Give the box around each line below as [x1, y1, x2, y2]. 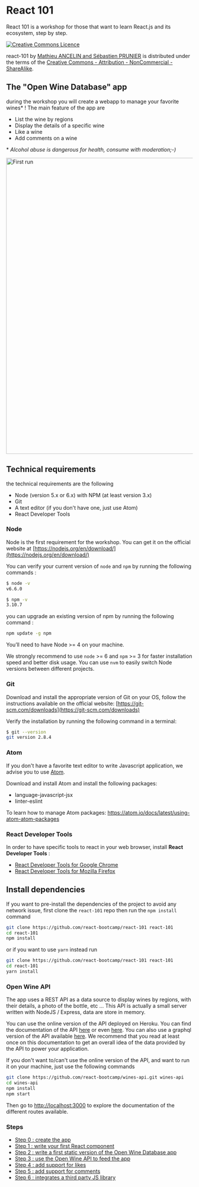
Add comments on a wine [14, 134, 78, 141]
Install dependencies [6, 884, 85, 895]
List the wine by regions [14, 115, 73, 123]
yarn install [6, 969, 38, 974]
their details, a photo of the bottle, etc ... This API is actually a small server [6, 1002, 187, 1009]
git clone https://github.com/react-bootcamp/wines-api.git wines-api [6, 1075, 184, 1080]
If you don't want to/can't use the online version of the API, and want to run [6, 1057, 190, 1064]
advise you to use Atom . [6, 768, 65, 776]
